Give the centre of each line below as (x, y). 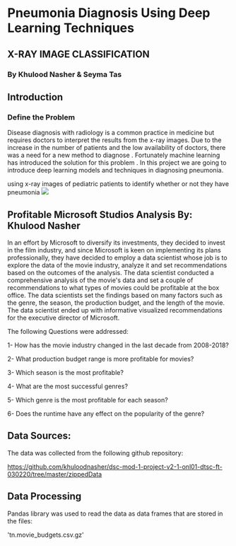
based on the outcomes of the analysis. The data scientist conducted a (111, 273)
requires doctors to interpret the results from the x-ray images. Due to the (114, 140)
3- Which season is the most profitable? (65, 372)
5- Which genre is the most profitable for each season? (88, 400)
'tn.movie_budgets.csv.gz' (46, 535)
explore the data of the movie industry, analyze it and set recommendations (117, 265)
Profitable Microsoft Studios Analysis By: (100, 215)
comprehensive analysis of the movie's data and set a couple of (100, 280)
